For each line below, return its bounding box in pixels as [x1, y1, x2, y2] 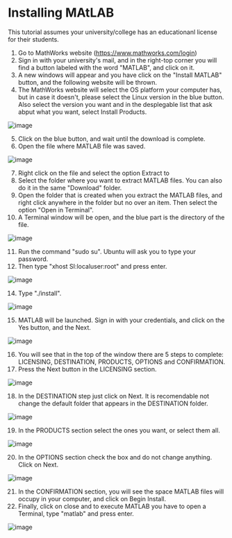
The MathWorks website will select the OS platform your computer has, [17, 85, 222, 94]
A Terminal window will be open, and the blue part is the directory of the [17, 213, 225, 221]
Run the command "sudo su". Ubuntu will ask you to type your [17, 247, 197, 255]
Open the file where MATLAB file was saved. [17, 142, 146, 150]
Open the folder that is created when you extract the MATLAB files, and [17, 191, 223, 199]
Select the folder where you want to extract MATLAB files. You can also [17, 176, 223, 185]
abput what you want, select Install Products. [17, 108, 147, 116]
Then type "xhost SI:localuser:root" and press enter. [17, 262, 167, 270]
